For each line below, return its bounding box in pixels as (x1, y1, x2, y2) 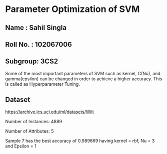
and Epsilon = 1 (5, 143, 36, 149)
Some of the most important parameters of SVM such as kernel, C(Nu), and (5, 70, 161, 76)
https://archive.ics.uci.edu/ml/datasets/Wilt (5, 109, 94, 115)
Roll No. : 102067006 (5, 40, 72, 48)
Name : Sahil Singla (5, 23, 66, 32)
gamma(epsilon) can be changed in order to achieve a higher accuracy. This (5, 76, 162, 82)
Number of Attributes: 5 (5, 128, 54, 134)
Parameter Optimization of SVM (5, 3, 140, 15)
